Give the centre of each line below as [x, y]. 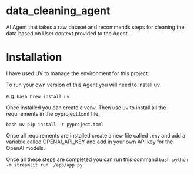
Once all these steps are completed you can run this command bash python [97, 159]
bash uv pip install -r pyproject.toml [55, 125]
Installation [34, 57]
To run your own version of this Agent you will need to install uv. [84, 85]
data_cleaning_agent [58, 11]
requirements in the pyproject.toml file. [53, 113]
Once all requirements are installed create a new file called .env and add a [96, 135]
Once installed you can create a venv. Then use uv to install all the [86, 108]
